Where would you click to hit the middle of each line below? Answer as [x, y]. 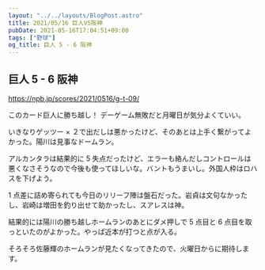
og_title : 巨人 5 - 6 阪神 [50, 45]
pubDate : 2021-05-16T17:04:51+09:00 [68, 30]
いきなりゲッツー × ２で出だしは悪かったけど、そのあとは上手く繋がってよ [130, 131]
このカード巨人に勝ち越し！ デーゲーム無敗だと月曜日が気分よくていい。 [127, 115]
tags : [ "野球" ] [32, 38]
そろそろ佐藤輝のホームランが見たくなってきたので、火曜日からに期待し [125, 248]
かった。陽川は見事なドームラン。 [63, 141]
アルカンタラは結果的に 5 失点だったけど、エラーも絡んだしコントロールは [130, 158]
